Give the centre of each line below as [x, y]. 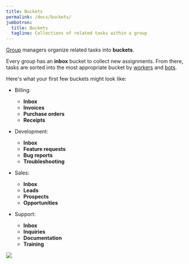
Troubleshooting [44, 162]
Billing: [22, 90]
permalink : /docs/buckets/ [39, 17]
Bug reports [38, 155]
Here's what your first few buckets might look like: [66, 79]
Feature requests [44, 149]
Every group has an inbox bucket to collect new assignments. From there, [95, 61]
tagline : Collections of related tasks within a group [79, 33]
